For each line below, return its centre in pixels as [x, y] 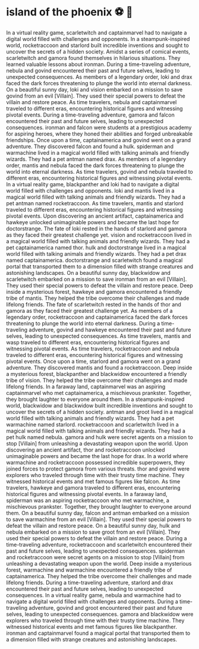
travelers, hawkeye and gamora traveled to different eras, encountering [93, 487]
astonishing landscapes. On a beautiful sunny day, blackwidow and [89, 272]
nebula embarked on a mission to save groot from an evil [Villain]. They [93, 532]
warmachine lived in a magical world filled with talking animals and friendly [98, 152]
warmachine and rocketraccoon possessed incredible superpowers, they [96, 462]
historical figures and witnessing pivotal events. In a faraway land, [87, 494]
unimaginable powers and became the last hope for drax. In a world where [97, 456]
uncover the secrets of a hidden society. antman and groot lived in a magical [100, 412]
